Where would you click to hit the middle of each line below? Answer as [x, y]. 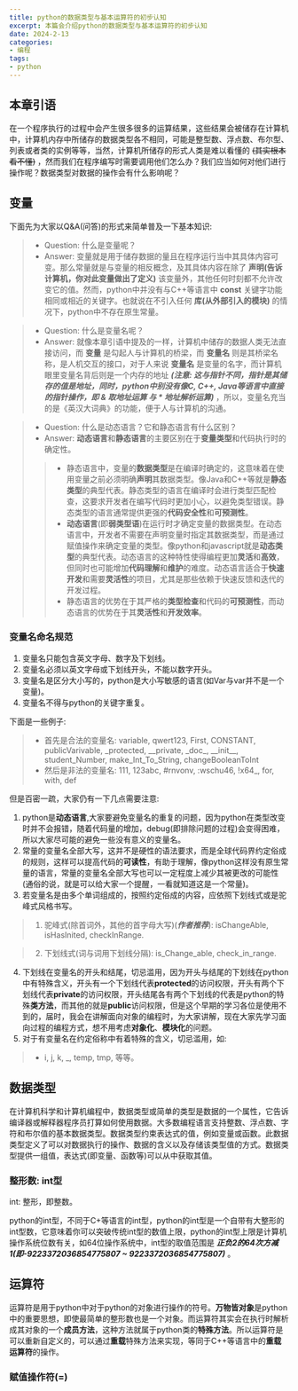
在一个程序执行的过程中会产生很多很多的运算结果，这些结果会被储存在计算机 [149, 128]
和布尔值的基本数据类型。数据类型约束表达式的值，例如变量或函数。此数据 [153, 1133]
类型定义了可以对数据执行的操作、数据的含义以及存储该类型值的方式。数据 [145, 1144]
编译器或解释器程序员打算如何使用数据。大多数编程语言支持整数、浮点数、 [145, 1122]
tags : [19, 59]
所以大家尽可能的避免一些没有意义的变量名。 [104, 839]
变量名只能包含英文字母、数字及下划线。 [96, 658]
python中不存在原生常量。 [116, 311]
